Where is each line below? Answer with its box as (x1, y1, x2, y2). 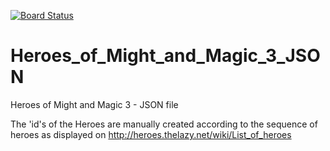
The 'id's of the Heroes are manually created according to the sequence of (10, 118, 318, 130)
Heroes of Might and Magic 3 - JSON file (10, 98, 179, 110)
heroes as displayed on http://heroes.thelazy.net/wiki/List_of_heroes (10, 128, 292, 140)
